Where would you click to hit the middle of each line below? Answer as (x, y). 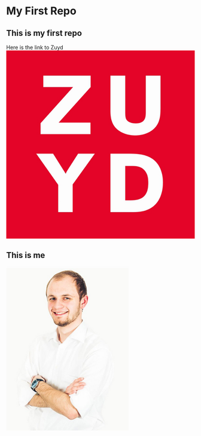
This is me (26, 255)
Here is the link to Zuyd (35, 47)
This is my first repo (44, 33)
